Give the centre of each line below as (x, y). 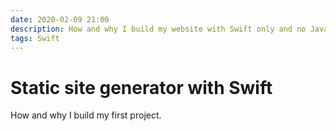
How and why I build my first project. (86, 115)
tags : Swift (35, 38)
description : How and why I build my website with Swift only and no (158, 29)
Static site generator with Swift (141, 87)
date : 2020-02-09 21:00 (60, 19)
